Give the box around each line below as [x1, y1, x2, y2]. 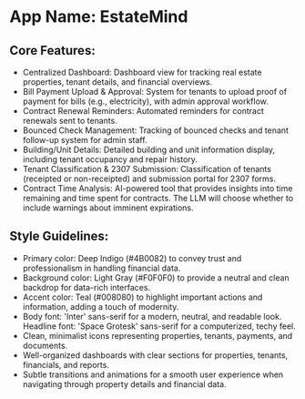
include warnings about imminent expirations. [22, 202, 194, 213]
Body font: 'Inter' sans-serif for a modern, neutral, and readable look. [22, 311, 282, 322]
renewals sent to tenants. [22, 116, 118, 126]
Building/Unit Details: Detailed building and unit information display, [22, 144, 276, 155]
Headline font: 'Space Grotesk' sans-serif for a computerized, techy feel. [22, 321, 296, 332]
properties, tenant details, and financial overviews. [22, 77, 213, 87]
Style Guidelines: [9, 229, 109, 244]
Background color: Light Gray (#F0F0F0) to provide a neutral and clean [22, 271, 290, 283]
